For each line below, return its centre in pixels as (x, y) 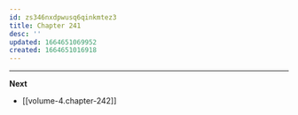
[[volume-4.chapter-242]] (69, 101)
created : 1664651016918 (53, 50)
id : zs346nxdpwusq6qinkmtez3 (63, 17)
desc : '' (25, 34)
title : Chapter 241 (45, 26)
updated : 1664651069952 (53, 42)
